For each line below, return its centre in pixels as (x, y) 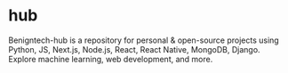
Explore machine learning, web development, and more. (111, 59)
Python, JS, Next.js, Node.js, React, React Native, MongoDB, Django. (134, 49)
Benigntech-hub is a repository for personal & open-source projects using (144, 40)
